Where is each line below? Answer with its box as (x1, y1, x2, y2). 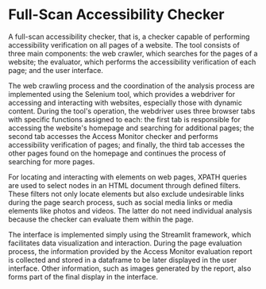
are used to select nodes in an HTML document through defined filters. (8, 180, 241, 190)
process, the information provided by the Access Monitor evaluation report (8, 246, 253, 256)
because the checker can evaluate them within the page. (8, 214, 195, 224)
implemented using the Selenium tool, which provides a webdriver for (8, 89, 236, 98)
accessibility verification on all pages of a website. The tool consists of (8, 40, 240, 49)
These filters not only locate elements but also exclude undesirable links (8, 189, 245, 198)
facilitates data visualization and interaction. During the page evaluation (8, 238, 242, 248)
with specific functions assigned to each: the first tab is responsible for (8, 114, 241, 124)
